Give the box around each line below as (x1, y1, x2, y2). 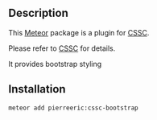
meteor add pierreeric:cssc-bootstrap (8, 104, 138, 112)
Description (8, 6, 68, 20)
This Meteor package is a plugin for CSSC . (8, 27, 150, 37)
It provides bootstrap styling (8, 59, 102, 68)
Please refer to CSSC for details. (8, 43, 116, 53)
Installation (8, 82, 66, 96)
